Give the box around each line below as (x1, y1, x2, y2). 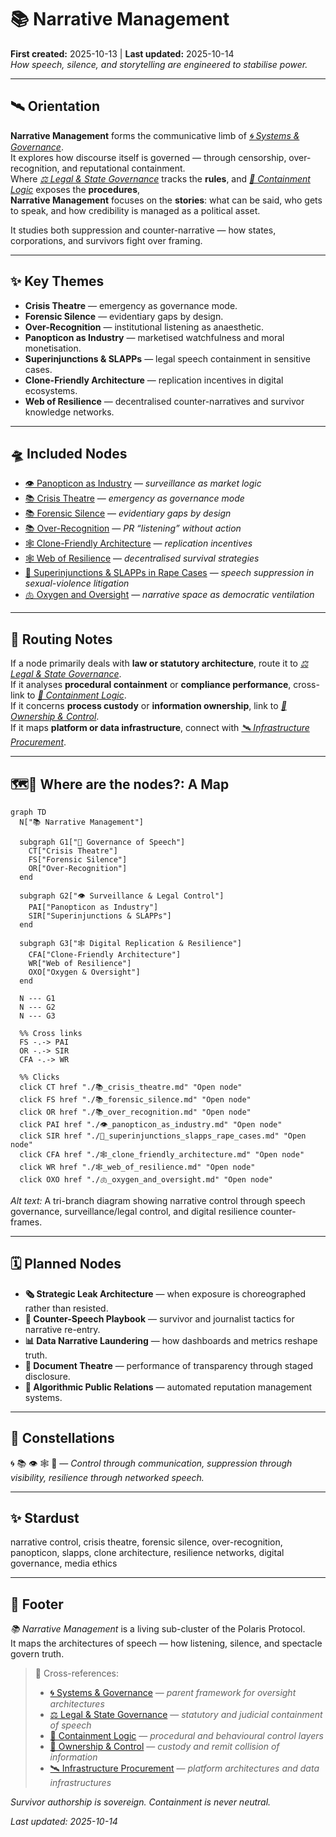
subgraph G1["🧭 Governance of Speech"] (19, 837, 186, 847)
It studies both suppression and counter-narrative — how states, (10, 224, 277, 236)
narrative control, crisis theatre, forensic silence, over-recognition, (10, 1536, 283, 1548)
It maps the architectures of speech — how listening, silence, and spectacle (10, 1637, 323, 1650)
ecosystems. (24, 384, 78, 396)
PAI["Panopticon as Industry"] (28, 902, 159, 912)
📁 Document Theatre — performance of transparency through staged (24, 1359, 314, 1371)
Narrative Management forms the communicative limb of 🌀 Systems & (10, 129, 300, 141)
